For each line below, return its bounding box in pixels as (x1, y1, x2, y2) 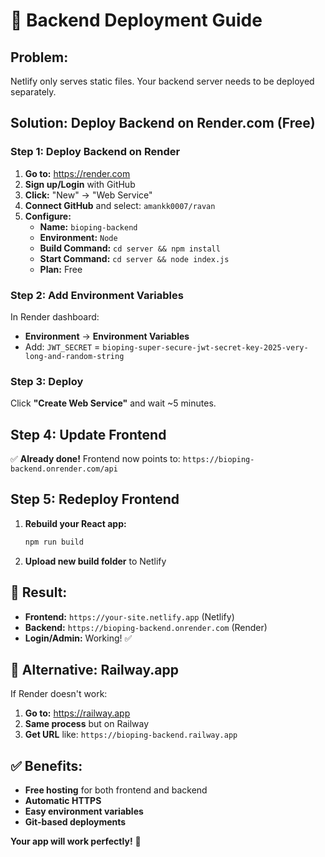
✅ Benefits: (10, 757, 83, 774)
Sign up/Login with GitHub (24, 178, 136, 190)
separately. (10, 86, 57, 98)
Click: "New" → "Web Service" (24, 189, 153, 201)
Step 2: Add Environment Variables (10, 288, 184, 302)
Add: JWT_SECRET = (24, 340, 101, 353)
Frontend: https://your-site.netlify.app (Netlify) (24, 610, 235, 623)
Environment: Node (39, 231, 118, 243)
